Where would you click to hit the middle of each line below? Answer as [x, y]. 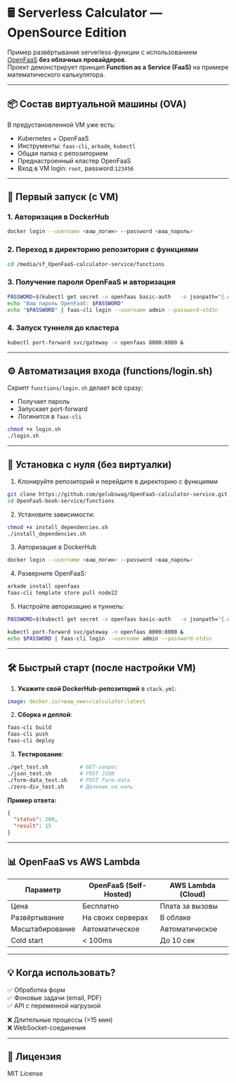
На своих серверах [115, 917]
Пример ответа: [32, 800]
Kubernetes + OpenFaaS [53, 138]
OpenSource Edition [67, 33]
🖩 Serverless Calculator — [85, 13]
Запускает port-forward [52, 409]
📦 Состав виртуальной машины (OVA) [97, 104]
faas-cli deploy [31, 741]
